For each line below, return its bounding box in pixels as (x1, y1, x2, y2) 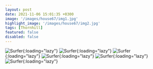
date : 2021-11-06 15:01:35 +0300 (5, 12, 74, 17)
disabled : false (5, 35, 38, 40)
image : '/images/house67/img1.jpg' (5, 16, 78, 21)
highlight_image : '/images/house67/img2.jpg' (5, 21, 100, 26)
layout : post (5, 7, 32, 12)
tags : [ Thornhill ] (5, 25, 43, 30)
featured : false (5, 30, 38, 35)
